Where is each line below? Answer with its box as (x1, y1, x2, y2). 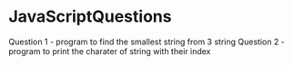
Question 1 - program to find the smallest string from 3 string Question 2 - (8, 36, 286, 47)
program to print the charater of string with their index (8, 45, 211, 56)
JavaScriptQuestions (8, 6, 172, 27)
